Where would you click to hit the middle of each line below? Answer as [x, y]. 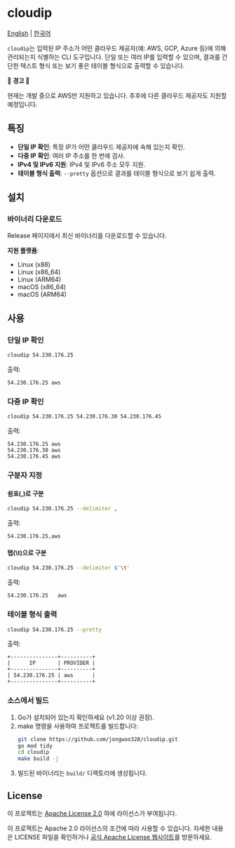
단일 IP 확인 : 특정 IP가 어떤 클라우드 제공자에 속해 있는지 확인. [101, 147]
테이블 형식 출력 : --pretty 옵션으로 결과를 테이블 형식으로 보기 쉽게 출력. [116, 173]
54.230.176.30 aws [34, 451]
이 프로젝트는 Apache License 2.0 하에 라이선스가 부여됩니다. [92, 814]
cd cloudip [33, 753]
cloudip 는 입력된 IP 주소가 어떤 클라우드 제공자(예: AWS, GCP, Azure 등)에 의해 [117, 48]
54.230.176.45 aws [34, 457]
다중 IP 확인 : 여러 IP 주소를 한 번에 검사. [71, 155]
